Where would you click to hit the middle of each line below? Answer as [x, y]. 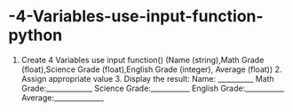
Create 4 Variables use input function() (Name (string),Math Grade [143, 60]
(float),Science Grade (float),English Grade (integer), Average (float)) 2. [151, 69]
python [36, 35]
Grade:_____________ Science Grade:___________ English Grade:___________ [153, 88]
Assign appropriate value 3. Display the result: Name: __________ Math [147, 78]
